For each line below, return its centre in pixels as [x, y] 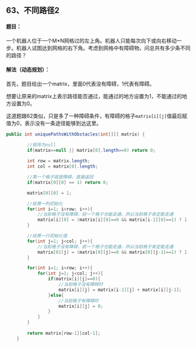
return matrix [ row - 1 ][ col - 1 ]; [64, 333]
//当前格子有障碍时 [78, 301]
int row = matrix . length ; [59, 161]
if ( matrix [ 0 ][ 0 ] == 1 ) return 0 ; [68, 182]
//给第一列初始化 [45, 203]
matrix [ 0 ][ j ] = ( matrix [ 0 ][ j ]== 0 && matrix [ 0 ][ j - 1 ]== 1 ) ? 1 [112, 252]
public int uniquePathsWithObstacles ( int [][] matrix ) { [75, 134]
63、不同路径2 [33, 11]
